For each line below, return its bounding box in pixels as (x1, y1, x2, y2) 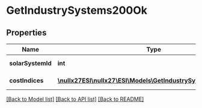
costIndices (9, 76, 44, 85)
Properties (6, 28, 47, 38)
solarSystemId (9, 59, 52, 67)
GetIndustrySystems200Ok (6, 4, 148, 17)
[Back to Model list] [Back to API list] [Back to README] (6, 95, 144, 103)
